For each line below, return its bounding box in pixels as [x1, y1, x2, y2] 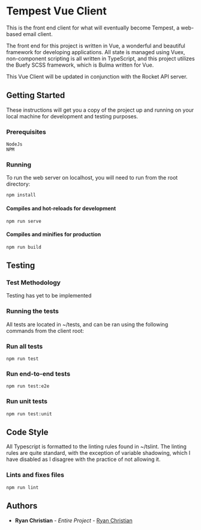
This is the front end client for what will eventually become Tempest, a [6, 24, 180, 31]
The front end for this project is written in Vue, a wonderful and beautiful [6, 42, 185, 49]
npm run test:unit [6, 410, 52, 417]
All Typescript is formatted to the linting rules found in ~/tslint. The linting [6, 443, 187, 450]
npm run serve [6, 218, 42, 224]
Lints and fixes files [6, 471, 65, 479]
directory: [6, 180, 31, 187]
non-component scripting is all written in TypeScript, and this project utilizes [6, 55, 195, 62]
